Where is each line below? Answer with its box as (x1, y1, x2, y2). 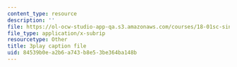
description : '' (7, 17, 55, 24)
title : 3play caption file (7, 43, 87, 50)
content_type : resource (7, 10, 78, 17)
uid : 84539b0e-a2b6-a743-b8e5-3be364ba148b (7, 50, 138, 57)
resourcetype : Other (7, 36, 68, 43)
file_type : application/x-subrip (7, 29, 106, 37)
